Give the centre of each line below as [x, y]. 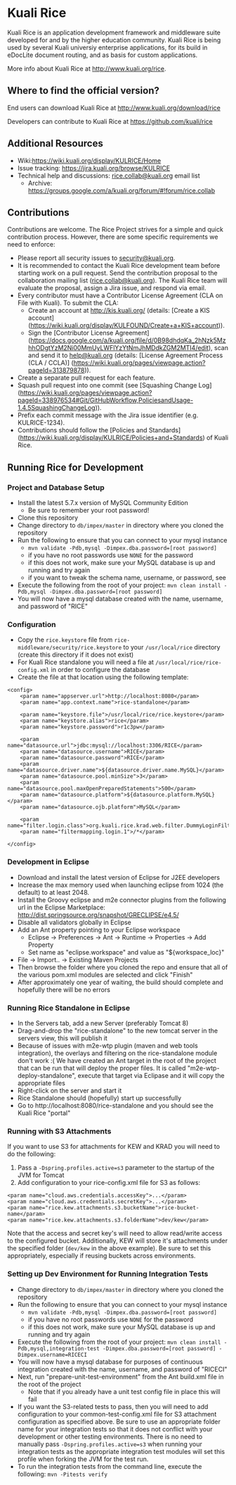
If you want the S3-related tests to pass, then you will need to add [113, 1406]
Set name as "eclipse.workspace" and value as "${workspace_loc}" [126, 952]
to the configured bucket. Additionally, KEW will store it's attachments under [118, 1241]
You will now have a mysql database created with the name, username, [120, 599]
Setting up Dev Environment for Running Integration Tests [108, 1274]
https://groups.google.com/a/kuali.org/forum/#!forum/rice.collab [122, 190]
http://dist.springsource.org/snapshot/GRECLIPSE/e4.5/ [98, 914]
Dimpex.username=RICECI [52, 1355]
